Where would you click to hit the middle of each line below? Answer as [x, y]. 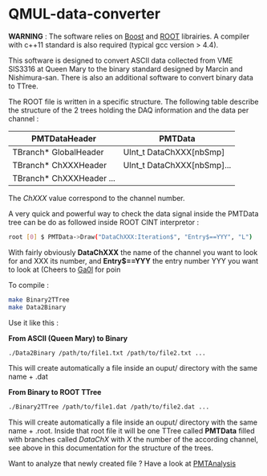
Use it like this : [33, 322]
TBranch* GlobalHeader [58, 152]
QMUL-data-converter [85, 14]
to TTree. [23, 86]
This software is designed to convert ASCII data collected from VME [121, 60]
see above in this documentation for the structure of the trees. [111, 448]
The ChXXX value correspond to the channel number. [97, 198]
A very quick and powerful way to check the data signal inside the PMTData [133, 213]
